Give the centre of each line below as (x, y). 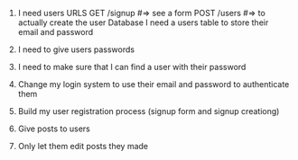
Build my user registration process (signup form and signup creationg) (149, 111)
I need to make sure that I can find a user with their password (132, 67)
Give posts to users (54, 129)
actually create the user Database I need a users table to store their (143, 22)
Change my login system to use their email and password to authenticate (154, 84)
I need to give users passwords (76, 49)
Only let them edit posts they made (83, 146)
